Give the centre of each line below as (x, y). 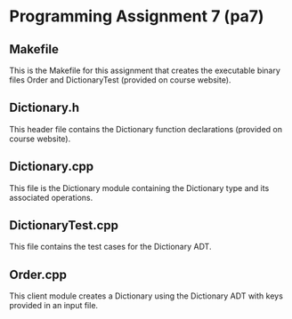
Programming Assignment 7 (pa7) (137, 16)
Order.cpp (38, 274)
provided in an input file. (54, 306)
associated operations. (51, 197)
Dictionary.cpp (52, 167)
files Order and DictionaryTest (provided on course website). (120, 80)
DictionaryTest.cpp (64, 225)
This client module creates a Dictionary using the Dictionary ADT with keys (146, 296)
